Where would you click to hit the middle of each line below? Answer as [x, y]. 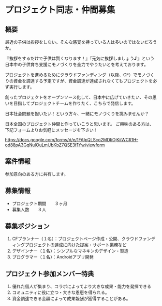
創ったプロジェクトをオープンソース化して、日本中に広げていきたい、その [79, 97]
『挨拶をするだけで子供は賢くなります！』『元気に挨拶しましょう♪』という [80, 58]
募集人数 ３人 [29, 209]
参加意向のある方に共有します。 [37, 174]
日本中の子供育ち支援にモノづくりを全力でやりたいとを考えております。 [77, 64]
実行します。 [22, 87]
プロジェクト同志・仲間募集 [60, 10]
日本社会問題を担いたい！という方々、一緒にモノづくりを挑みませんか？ [77, 114]
